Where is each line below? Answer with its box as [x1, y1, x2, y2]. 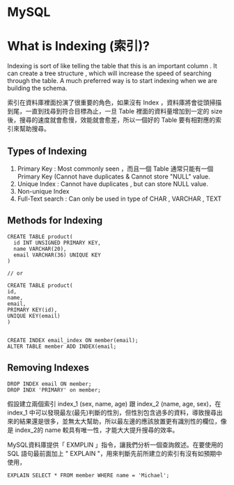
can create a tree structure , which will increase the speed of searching [7, 69, 212, 77]
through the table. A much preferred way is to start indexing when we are [7, 77, 217, 85]
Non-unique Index [17, 187, 70, 195]
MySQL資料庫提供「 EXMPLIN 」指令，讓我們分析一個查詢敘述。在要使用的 [7, 440, 224, 449]
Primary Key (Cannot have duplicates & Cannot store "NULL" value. [17, 172, 210, 180]
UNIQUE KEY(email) [7, 312, 61, 319]
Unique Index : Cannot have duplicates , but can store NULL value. [17, 179, 209, 188]
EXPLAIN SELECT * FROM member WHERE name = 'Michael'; [7, 472, 170, 479]
